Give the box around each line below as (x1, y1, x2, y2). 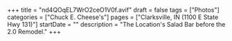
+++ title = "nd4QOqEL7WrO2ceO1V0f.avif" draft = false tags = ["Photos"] (7, 6, 220, 14)
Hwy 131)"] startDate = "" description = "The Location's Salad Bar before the (7, 20, 226, 28)
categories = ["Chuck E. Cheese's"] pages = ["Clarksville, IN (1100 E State (7, 13, 219, 21)
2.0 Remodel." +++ (7, 27, 61, 36)
